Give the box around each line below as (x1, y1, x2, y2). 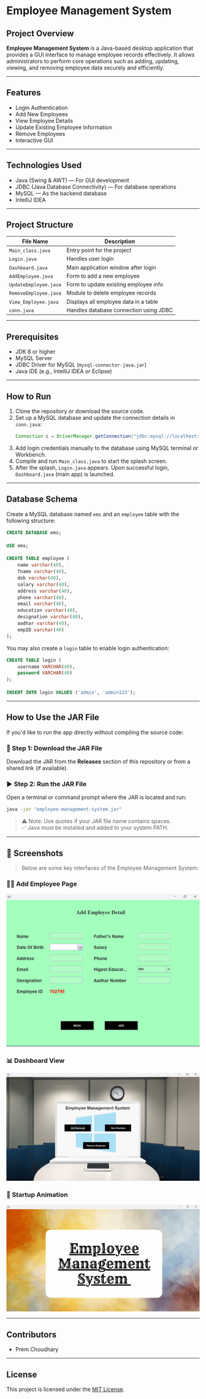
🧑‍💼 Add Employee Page (6, 880, 77, 888)
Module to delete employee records (66, 290, 156, 297)
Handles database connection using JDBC (66, 306, 174, 313)
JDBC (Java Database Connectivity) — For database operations (15, 183, 177, 191)
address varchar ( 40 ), (17, 588, 72, 594)
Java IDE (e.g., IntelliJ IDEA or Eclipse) (15, 368, 112, 375)
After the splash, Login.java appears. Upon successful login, (15, 463, 170, 471)
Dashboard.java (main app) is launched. (15, 470, 115, 478)
